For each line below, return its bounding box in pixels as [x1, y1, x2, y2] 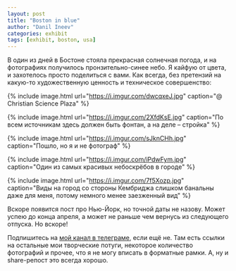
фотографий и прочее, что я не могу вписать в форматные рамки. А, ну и [7, 248, 229, 257]
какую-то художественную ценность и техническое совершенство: [7, 78, 212, 87]
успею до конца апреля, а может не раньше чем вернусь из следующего [7, 213, 229, 221]
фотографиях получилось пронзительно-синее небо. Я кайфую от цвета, [7, 63, 227, 72]
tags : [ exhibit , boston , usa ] [7, 37, 97, 44]
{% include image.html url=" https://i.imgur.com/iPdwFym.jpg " [7, 156, 187, 164]
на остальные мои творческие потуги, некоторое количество [7, 241, 194, 250]
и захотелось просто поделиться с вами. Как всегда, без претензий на [7, 71, 222, 80]
